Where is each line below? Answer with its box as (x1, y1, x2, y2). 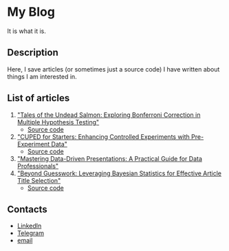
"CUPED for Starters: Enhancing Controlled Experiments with (17, 132, 190, 141)
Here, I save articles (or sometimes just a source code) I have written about (7, 65, 220, 73)
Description (7, 47, 58, 58)
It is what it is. (7, 27, 47, 35)
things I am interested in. (7, 72, 77, 80)
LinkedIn (17, 221, 42, 230)
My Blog (7, 4, 55, 20)
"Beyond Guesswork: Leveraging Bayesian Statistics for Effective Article (17, 169, 222, 177)
